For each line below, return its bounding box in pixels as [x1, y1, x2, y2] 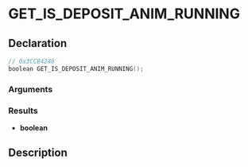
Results [8, 105, 38, 116]
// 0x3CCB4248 [8, 57, 56, 65]
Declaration [8, 37, 68, 50]
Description [8, 146, 68, 160]
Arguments [8, 83, 53, 95]
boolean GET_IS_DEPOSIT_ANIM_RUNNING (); [8, 64, 145, 72]
